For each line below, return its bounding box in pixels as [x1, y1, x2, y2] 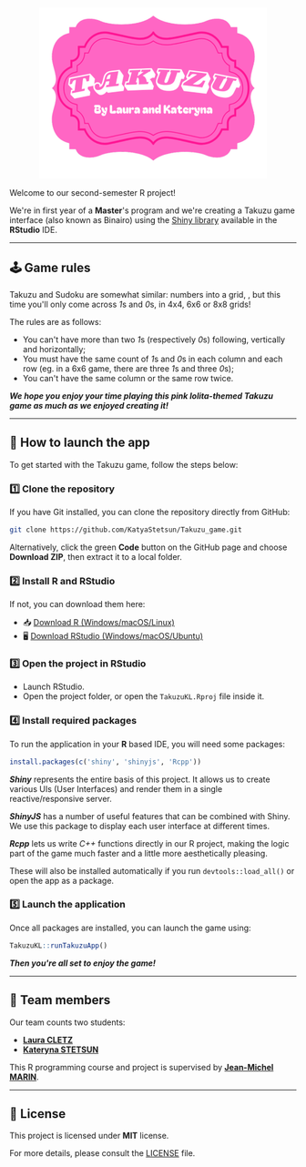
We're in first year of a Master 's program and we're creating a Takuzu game [9, 205, 296, 216]
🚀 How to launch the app [9, 435, 150, 451]
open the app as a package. [9, 875, 115, 886]
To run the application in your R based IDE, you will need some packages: [9, 738, 285, 749]
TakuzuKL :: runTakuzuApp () [9, 940, 107, 950]
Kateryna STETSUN [22, 1044, 99, 1055]
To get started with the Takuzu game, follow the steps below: [9, 459, 239, 470]
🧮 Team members [9, 992, 111, 1008]
